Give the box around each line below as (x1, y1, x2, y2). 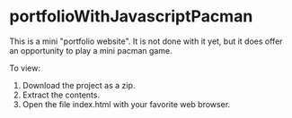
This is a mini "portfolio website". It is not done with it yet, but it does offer (9, 36, 283, 46)
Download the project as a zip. (22, 80, 136, 90)
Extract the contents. (22, 89, 101, 100)
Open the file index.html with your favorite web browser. (22, 98, 231, 109)
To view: (9, 63, 40, 73)
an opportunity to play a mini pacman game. (9, 45, 173, 55)
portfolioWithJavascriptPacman (9, 6, 253, 27)
